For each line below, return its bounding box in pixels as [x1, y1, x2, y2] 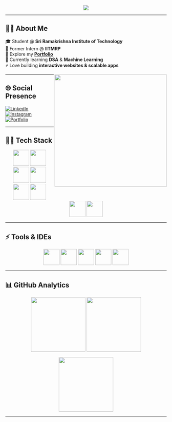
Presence [5, 92, 37, 101]
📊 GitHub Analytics [5, 280, 70, 290]
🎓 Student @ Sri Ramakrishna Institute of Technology [5, 38, 123, 44]
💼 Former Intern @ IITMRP [5, 45, 61, 51]
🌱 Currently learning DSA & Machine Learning [5, 56, 103, 63]
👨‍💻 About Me [5, 24, 48, 33]
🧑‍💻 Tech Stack [5, 136, 53, 145]
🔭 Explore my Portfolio [5, 51, 53, 57]
